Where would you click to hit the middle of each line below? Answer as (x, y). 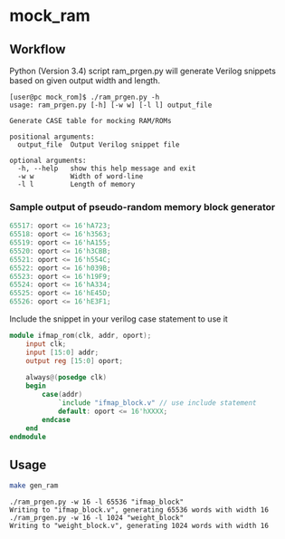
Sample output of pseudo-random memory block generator (142, 207)
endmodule (28, 437)
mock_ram (50, 16)
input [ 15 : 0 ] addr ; (62, 352)
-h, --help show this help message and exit (107, 168)
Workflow (38, 49)
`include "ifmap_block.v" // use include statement (157, 403)
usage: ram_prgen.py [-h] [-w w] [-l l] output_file (111, 105)
